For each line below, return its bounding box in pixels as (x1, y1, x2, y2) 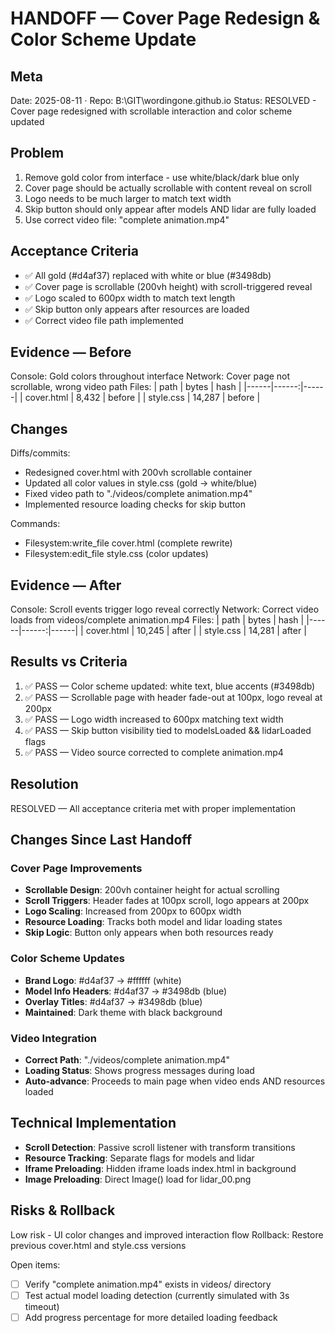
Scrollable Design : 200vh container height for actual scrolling (24, 884, 280, 896)
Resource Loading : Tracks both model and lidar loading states (24, 916, 283, 928)
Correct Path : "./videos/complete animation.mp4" (24, 1053, 231, 1066)
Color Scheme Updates (10, 952, 125, 966)
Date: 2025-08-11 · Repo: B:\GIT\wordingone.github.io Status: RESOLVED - (10, 95, 317, 106)
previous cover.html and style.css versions (10, 1239, 187, 1251)
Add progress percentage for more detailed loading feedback (24, 1311, 278, 1323)
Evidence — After (10, 577, 122, 594)
